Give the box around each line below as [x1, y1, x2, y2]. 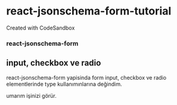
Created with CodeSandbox [6, 24, 75, 31]
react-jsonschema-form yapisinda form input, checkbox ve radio [6, 74, 167, 81]
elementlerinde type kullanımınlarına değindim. [6, 80, 122, 87]
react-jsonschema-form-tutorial [6, 4, 172, 18]
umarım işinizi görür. [6, 92, 57, 99]
